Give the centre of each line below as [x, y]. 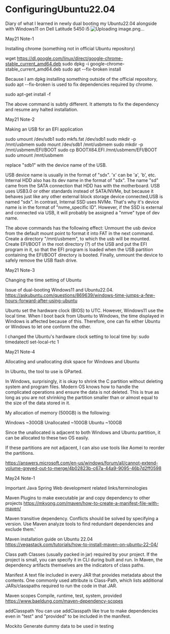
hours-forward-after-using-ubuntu [41, 300]
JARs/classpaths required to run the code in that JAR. [61, 586]
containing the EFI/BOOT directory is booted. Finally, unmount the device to [84, 255]
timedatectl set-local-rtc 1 [32, 342]
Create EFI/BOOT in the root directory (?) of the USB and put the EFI [76, 244]
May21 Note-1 [20, 39]
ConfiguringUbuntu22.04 [60, 9]
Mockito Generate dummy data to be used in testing [60, 626]
